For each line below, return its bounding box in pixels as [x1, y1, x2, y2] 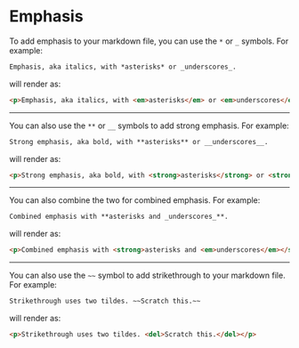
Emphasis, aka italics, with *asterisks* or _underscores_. [9, 62, 238, 71]
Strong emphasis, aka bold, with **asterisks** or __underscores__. [9, 137, 269, 146]
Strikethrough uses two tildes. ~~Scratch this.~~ [9, 296, 201, 306]
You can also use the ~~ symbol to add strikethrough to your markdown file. [9, 270, 287, 281]
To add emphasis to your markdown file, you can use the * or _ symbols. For [9, 36, 289, 46]
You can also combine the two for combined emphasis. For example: [9, 195, 261, 206]
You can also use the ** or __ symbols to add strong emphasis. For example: [9, 120, 289, 131]
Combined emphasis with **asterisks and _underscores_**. [9, 212, 229, 222]
